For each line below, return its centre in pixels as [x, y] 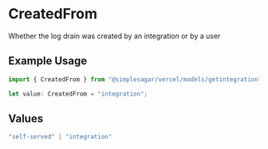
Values [26, 118]
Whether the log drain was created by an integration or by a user [114, 36]
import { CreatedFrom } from [57, 79]
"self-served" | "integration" [60, 137]
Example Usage [48, 61]
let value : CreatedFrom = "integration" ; [78, 94]
